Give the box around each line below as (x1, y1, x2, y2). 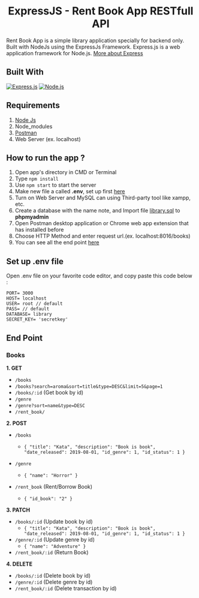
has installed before (14, 226, 64, 234)
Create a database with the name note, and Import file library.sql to (14, 207, 181, 214)
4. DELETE (6, 560, 33, 567)
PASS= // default (6, 306, 50, 312)
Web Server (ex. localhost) (14, 135, 81, 142)
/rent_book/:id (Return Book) (14, 548, 89, 556)
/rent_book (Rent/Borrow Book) (14, 483, 93, 490)
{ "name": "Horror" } (23, 473, 78, 479)
